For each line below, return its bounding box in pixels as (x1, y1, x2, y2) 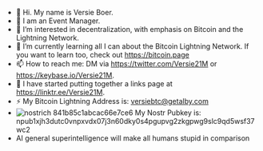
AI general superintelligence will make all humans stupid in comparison (15, 133, 250, 143)
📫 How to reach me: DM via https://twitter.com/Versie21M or (15, 59, 217, 68)
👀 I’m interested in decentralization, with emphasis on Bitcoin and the (15, 25, 244, 34)
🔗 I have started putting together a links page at (15, 79, 173, 88)
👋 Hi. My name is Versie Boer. (15, 8, 114, 17)
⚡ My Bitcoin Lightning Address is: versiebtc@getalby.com (15, 97, 209, 105)
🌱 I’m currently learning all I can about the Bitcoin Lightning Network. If (15, 42, 249, 51)
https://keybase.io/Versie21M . (15, 70, 114, 80)
